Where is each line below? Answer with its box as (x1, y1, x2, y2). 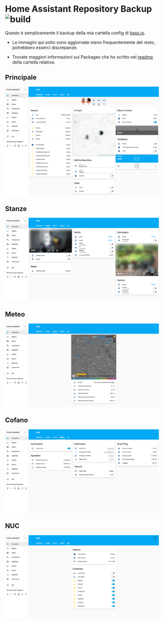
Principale (5, 73, 37, 81)
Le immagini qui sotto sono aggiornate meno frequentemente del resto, (12, 39, 155, 45)
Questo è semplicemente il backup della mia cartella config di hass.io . (5, 30, 145, 36)
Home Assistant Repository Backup (5, 3, 152, 15)
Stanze (5, 204, 27, 213)
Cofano (5, 416, 28, 424)
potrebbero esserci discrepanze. (12, 44, 78, 50)
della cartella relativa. (12, 59, 55, 65)
